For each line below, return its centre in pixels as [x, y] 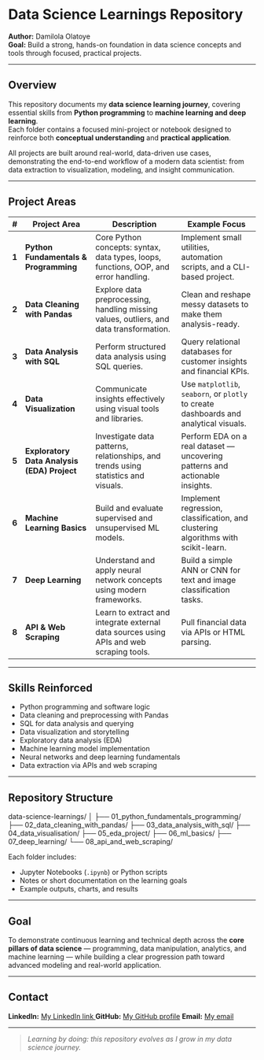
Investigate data [125, 436]
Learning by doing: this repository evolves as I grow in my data [129, 1039]
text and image [209, 580]
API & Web [45, 627]
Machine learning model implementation [85, 749]
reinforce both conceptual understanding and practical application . [120, 137]
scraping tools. [123, 651]
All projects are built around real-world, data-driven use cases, [110, 153]
